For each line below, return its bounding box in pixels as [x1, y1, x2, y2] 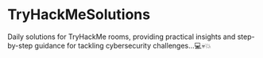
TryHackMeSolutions [7, 6, 151, 24]
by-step [7, 41, 33, 50]
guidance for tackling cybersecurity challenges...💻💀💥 [34, 41, 211, 50]
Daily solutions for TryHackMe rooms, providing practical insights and [7, 32, 236, 41]
